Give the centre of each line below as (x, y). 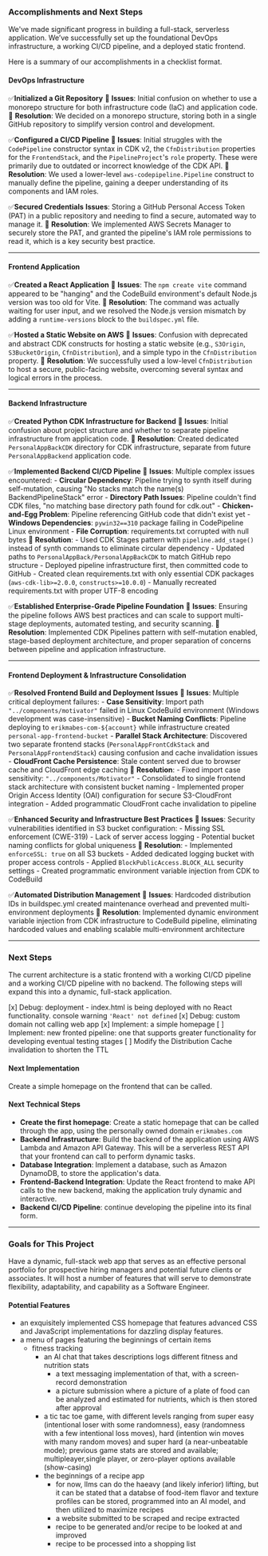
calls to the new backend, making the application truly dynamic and (130, 1190)
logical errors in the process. (55, 378)
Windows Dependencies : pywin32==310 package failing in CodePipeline (126, 522)
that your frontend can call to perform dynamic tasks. (107, 1156)
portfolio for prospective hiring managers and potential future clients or (125, 1270)
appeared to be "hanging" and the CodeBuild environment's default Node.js (133, 294)
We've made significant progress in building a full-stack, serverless (119, 30)
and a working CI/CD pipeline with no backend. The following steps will (125, 983)
